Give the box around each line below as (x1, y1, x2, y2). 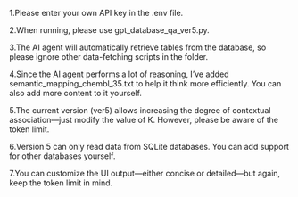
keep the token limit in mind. (9, 177, 113, 188)
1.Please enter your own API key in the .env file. (9, 8, 184, 18)
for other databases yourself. (9, 151, 116, 161)
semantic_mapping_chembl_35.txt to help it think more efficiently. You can (9, 78, 282, 88)
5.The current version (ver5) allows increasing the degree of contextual (9, 105, 271, 115)
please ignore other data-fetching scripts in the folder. (9, 52, 209, 62)
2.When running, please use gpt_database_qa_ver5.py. (9, 25, 210, 35)
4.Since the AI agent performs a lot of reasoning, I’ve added (9, 69, 229, 79)
